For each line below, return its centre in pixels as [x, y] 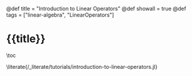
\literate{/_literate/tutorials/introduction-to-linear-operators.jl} [82, 66]
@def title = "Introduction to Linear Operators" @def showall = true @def [96, 9]
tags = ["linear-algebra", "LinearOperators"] [60, 15]
